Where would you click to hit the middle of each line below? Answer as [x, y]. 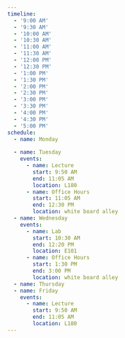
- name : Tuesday [37, 152]
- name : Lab [43, 231]
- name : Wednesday [41, 218]
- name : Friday [36, 291]
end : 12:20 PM [53, 244]
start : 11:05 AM [56, 198]
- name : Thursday [39, 284]
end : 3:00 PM [52, 271]
